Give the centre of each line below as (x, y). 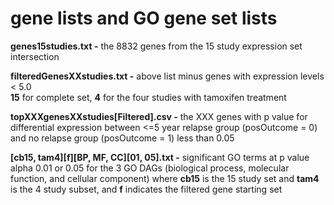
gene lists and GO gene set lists (144, 18)
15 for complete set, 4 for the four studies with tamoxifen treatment (148, 97)
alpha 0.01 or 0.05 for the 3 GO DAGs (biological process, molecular (150, 168)
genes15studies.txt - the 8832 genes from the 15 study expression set (156, 46)
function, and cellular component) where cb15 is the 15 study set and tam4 (165, 178)
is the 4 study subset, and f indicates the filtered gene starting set (146, 189)
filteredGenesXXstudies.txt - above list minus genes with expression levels (167, 76)
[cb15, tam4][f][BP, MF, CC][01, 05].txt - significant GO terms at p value (160, 157)
